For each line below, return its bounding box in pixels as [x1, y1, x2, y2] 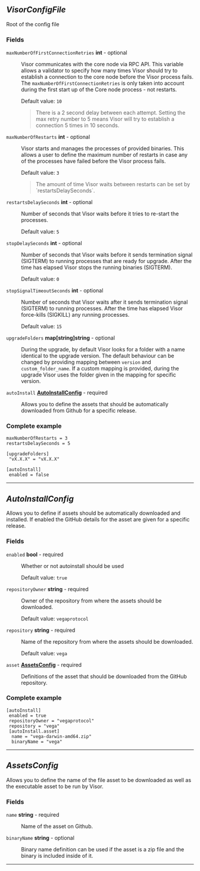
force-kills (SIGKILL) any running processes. [21, 311, 130, 319]
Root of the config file [6, 20, 60, 27]
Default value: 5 [21, 228, 60, 235]
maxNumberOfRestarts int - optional [6, 134, 90, 141]
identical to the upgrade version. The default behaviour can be [21, 352, 174, 360]
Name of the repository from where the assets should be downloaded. [21, 638, 193, 645]
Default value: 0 [21, 276, 60, 283]
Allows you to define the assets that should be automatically [21, 401, 168, 408]
